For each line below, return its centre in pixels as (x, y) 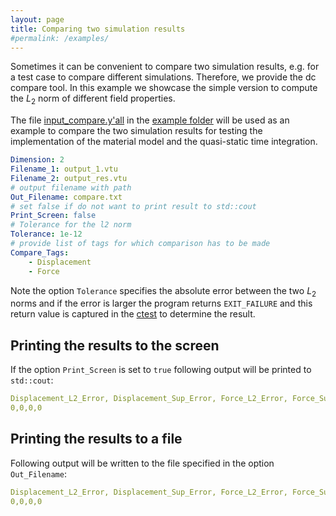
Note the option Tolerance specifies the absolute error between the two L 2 (163, 291)
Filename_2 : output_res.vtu (69, 178)
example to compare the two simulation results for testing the (136, 131)
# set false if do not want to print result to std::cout (133, 206)
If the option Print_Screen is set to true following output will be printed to (161, 370)
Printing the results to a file (96, 439)
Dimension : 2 (37, 160)
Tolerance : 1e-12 (46, 234)
